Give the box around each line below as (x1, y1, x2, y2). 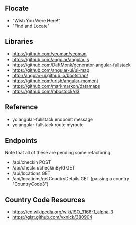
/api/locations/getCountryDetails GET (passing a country (12, 176, 130, 182)
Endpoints (5, 136, 38, 145)
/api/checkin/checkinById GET (12, 165, 75, 171)
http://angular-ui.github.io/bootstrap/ (12, 72, 89, 78)
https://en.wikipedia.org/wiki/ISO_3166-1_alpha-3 (12, 209, 114, 215)
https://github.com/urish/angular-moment (12, 78, 98, 84)
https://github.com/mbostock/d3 (12, 88, 80, 94)
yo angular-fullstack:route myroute (12, 122, 84, 128)
